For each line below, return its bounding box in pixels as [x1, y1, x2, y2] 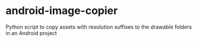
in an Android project [5, 29, 57, 36]
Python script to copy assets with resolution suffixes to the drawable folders [5, 23, 192, 30]
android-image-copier [5, 4, 118, 17]
